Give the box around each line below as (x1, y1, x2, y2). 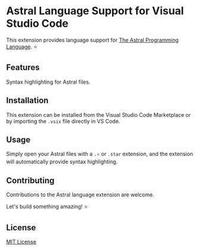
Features (6, 62, 40, 72)
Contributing (6, 175, 55, 185)
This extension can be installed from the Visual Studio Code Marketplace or (6, 111, 191, 118)
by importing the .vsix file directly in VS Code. (6, 117, 121, 125)
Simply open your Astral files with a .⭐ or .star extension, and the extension (6, 150, 193, 158)
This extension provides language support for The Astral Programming (6, 36, 179, 43)
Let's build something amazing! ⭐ (6, 203, 88, 210)
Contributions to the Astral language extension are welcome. (6, 191, 154, 198)
